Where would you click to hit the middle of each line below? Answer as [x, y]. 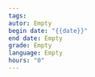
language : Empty [35, 53]
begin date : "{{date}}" [48, 30]
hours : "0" [27, 61]
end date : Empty [35, 38]
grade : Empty [30, 46]
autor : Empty [30, 23]
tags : [17, 16]
